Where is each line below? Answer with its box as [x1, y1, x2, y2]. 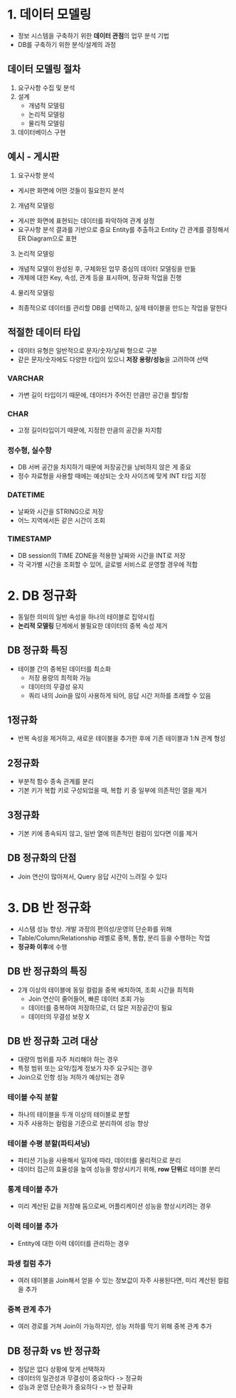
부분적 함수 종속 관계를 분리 [17, 777, 95, 786]
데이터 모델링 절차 [7, 63, 81, 75]
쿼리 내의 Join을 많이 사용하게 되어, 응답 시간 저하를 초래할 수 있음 [28, 691, 211, 699]
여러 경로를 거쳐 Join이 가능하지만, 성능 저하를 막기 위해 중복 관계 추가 [17, 1322, 212, 1330]
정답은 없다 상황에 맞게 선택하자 [17, 1365, 105, 1374]
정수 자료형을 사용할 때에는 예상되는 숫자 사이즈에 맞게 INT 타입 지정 [17, 472, 207, 480]
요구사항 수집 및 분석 [17, 83, 75, 92]
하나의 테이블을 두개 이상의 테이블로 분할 [17, 1110, 130, 1118]
